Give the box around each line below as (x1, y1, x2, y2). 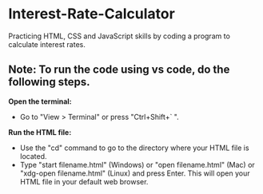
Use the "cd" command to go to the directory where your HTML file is (19, 143, 249, 152)
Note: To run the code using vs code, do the (8, 63, 230, 77)
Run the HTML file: (8, 127, 72, 137)
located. (19, 151, 47, 160)
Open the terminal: (8, 97, 72, 106)
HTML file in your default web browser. (19, 176, 149, 186)
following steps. (8, 75, 90, 89)
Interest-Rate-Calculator (8, 5, 176, 23)
